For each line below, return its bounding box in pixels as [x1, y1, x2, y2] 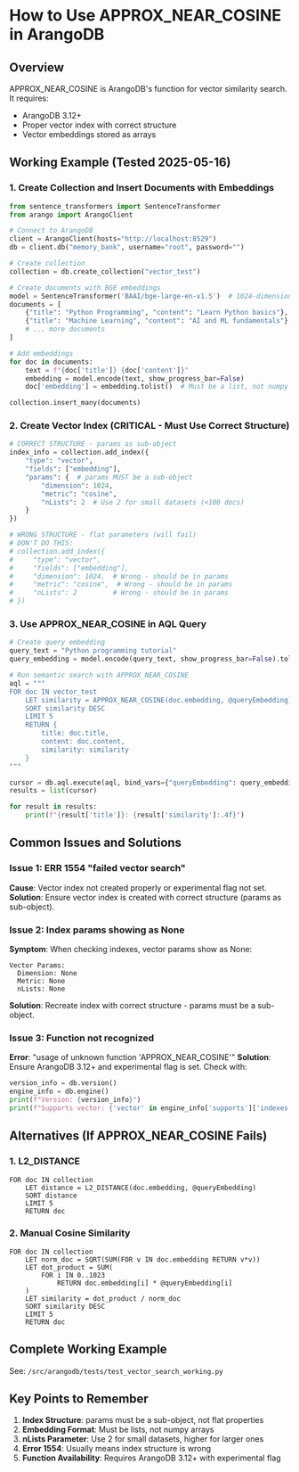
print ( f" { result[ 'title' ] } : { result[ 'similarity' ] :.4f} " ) [25, 810, 245, 820]
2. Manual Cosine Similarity [9, 1227, 131, 1239]
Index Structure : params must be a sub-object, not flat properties [21, 1415, 264, 1426]
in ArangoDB [9, 24, 105, 45]
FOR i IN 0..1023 [41, 1271, 105, 1279]
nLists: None [17, 984, 66, 994]
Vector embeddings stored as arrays [21, 129, 157, 139]
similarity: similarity [41, 745, 129, 754]
